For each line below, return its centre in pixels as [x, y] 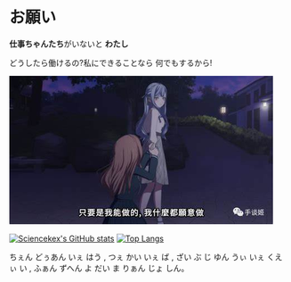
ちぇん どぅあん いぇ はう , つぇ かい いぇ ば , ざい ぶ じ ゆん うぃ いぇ [137, 257]
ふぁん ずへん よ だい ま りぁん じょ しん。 [111, 268]
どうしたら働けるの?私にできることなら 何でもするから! [111, 62]
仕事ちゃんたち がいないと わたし [69, 44]
